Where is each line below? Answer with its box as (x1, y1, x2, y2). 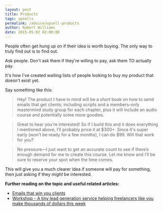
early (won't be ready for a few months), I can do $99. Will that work (17, 132, 154, 137)
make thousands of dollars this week (12, 201, 86, 206)
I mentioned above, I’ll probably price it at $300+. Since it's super (17, 127, 148, 132)
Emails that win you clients (12, 191, 66, 196)
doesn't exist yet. (5, 77, 40, 83)
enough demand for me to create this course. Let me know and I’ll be (17, 152, 156, 157)
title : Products (5, 12, 38, 17)
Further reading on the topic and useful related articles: (5, 181, 120, 187)
